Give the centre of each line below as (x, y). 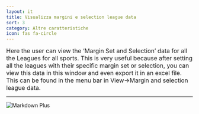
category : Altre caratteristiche (47, 28)
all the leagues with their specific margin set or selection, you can (98, 66)
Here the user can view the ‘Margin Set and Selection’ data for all (97, 51)
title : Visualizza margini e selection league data (71, 17)
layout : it (20, 12)
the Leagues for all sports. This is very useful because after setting (99, 58)
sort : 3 (16, 22)
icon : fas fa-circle (32, 34)
